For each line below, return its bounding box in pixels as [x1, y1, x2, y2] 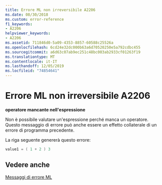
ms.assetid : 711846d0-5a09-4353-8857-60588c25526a [5, 40, 114, 45]
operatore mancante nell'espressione [5, 106, 86, 112]
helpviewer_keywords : [5, 31, 51, 36]
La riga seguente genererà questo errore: [5, 137, 91, 143]
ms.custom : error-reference [5, 17, 64, 22]
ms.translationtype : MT [5, 54, 55, 59]
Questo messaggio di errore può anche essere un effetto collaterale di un [5, 121, 157, 128]
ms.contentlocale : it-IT [5, 59, 57, 64]
